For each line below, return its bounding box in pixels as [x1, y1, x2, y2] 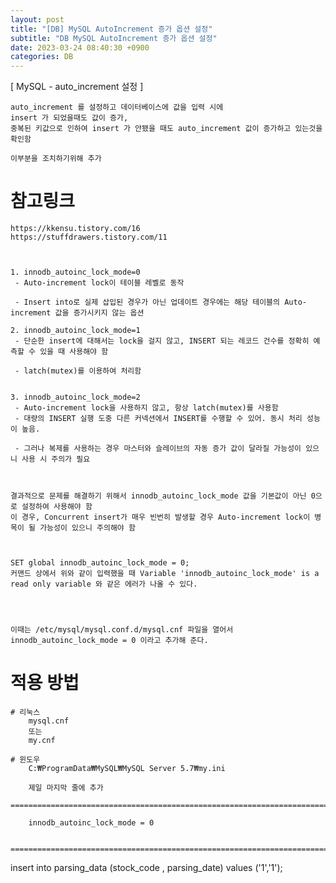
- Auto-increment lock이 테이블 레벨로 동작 [14, 278, 185, 288]
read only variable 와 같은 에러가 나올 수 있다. [10, 579, 198, 590]
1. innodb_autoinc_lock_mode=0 [10, 267, 141, 278]
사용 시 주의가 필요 [21, 454, 91, 465]
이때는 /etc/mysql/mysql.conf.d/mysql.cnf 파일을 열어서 [10, 625, 234, 635]
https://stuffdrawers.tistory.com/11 [10, 232, 168, 243]
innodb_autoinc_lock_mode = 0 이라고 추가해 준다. [10, 636, 209, 646]
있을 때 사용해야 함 [39, 347, 109, 357]
